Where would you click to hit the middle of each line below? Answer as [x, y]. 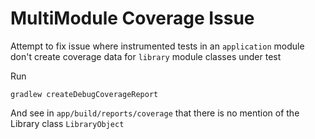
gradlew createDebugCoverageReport [84, 94]
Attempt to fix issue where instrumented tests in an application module [157, 46]
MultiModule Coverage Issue [132, 18]
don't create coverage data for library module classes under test [146, 56]
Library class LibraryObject [67, 123]
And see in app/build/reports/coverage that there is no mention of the [155, 113]
